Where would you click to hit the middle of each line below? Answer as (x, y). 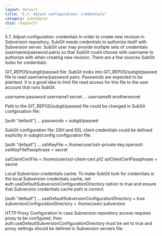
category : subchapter (27, 18)
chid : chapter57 (21, 23)
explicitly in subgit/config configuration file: (48, 135)
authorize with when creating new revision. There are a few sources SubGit (80, 57)
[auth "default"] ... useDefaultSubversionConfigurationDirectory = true (75, 199)
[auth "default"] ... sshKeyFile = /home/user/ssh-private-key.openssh (74, 145)
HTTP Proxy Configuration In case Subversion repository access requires (78, 213)
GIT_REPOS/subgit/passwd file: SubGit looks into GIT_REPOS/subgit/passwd (81, 72)
